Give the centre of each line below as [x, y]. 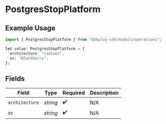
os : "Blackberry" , [29, 58]
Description [104, 93]
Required [74, 93]
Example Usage [30, 28]
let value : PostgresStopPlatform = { [45, 49]
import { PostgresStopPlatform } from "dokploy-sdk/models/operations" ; [84, 39]
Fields [15, 79]
